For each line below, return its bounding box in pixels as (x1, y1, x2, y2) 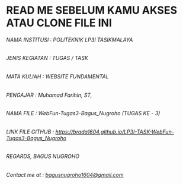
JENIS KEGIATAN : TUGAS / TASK (6, 55, 89, 62)
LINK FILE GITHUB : (6, 128, 54, 135)
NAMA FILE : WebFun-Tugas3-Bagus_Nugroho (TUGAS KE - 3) (6, 110, 160, 117)
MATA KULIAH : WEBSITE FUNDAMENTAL (6, 73, 110, 80)
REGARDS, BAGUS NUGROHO (6, 153, 80, 160)
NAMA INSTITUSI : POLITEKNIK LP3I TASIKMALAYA (6, 36, 133, 43)
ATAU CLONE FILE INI (6, 16, 113, 30)
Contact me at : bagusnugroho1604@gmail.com (6, 172, 124, 179)
